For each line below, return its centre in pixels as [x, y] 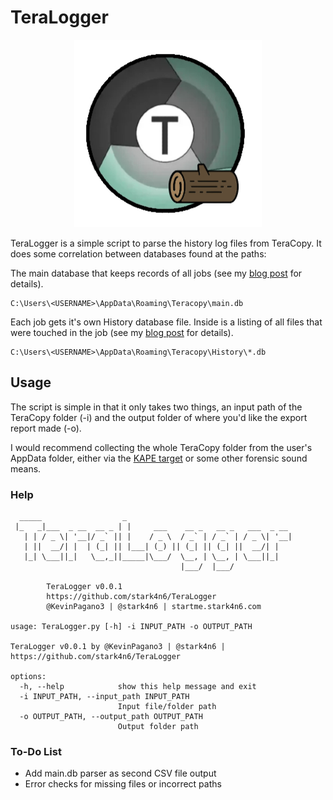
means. [26, 468]
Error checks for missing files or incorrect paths [123, 784]
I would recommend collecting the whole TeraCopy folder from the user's [161, 447]
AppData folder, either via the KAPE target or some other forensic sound [159, 458]
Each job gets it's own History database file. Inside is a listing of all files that [166, 322]
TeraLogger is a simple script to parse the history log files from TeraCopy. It [166, 243]
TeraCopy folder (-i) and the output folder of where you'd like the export [159, 417]
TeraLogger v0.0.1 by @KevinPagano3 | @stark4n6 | [118, 647]
